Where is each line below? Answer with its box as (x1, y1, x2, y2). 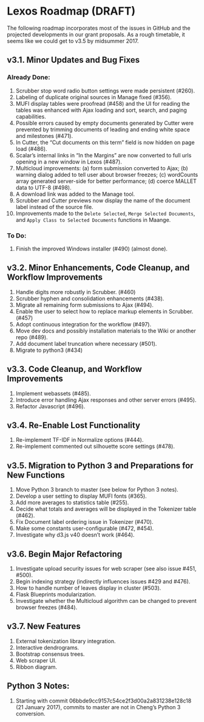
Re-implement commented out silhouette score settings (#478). (15, 442, 175, 450)
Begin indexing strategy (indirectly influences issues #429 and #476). (15, 577, 191, 585)
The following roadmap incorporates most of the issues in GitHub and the (7, 24, 191, 32)
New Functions (7, 470, 66, 480)
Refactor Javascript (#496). (15, 402, 86, 410)
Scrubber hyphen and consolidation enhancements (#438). (15, 295, 165, 302)
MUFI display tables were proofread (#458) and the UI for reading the (15, 100, 190, 107)
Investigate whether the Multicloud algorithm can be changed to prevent (15, 597, 197, 604)
